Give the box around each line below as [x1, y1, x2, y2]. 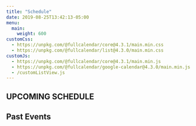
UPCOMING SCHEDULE [6, 92, 94, 102]
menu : [6, 20, 20, 26]
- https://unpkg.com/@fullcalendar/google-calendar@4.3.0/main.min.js [11, 64, 191, 70]
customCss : [6, 36, 33, 42]
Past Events [6, 112, 51, 122]
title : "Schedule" [6, 8, 52, 15]
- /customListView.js [11, 70, 66, 75]
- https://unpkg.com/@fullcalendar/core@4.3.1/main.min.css [11, 42, 164, 48]
